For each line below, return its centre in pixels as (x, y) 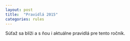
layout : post (19, 10)
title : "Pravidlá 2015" (32, 14)
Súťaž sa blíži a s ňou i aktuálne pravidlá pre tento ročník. (65, 33)
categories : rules (25, 19)
